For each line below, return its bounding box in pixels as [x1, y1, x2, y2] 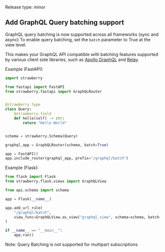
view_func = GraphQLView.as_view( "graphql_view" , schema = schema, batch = [14, 215, 162, 220]
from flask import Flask [5, 174, 56, 179]
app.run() [14, 233, 34, 238]
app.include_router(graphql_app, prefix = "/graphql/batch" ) [5, 156, 129, 161]
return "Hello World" [23, 120, 67, 125]
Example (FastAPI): [5, 66, 44, 72]
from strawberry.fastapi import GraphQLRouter [5, 89, 102, 94]
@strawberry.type [5, 102, 41, 107]
